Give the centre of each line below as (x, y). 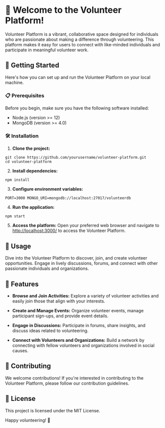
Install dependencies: (35, 171)
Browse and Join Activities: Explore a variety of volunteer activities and (85, 296)
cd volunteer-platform (28, 162)
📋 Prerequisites (25, 96)
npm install (17, 180)
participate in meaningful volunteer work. (47, 50)
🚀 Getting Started (32, 65)
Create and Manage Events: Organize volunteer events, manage (78, 310)
